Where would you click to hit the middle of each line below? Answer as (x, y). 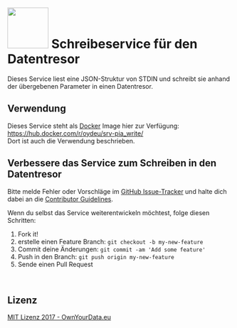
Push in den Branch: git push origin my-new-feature (96, 256)
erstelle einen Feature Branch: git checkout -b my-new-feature (110, 241)
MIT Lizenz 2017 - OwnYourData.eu (59, 317)
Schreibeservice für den (124, 44)
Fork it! (28, 234)
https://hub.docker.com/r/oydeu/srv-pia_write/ (75, 133)
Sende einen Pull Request (55, 264)
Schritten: (22, 220)
